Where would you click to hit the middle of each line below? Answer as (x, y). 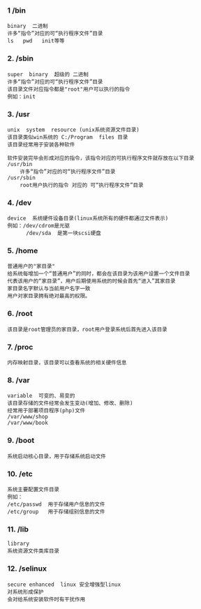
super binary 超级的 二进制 (48, 74)
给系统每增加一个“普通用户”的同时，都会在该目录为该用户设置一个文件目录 (99, 274)
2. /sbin (20, 59)
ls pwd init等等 (36, 41)
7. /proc (20, 347)
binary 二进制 (28, 27)
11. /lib (18, 529)
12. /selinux (27, 569)
